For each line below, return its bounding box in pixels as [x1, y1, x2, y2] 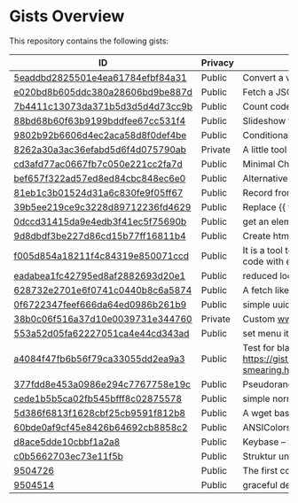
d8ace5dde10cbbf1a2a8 [13, 436, 121, 448]
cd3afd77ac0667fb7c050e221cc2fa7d [13, 158, 184, 170]
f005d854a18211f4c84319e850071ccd [13, 250, 189, 262]
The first [242, 464, 278, 476]
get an [242, 215, 270, 228]
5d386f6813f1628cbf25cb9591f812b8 [13, 406, 186, 419]
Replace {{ [242, 201, 286, 213]
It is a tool [242, 244, 284, 256]
